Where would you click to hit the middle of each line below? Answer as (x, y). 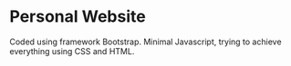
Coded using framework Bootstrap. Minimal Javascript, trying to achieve (145, 42)
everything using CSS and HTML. (72, 51)
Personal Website (78, 17)
